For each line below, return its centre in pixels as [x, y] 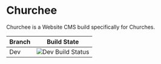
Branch [20, 41]
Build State [63, 41]
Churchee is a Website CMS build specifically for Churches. [81, 27]
